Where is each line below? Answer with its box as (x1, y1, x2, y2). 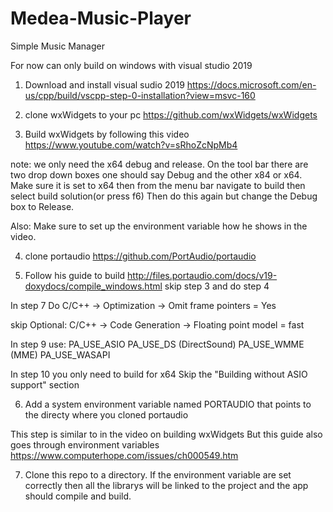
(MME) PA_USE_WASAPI (10, 348, 111, 361)
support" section (10, 378, 80, 391)
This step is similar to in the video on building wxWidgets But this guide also (10, 428, 323, 440)
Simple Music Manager (10, 40, 105, 52)
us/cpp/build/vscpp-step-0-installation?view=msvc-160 (24, 89, 256, 101)
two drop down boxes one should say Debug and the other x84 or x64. (10, 168, 303, 181)
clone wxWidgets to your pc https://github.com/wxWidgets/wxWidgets (24, 108, 318, 121)
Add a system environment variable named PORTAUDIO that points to (24, 398, 312, 410)
